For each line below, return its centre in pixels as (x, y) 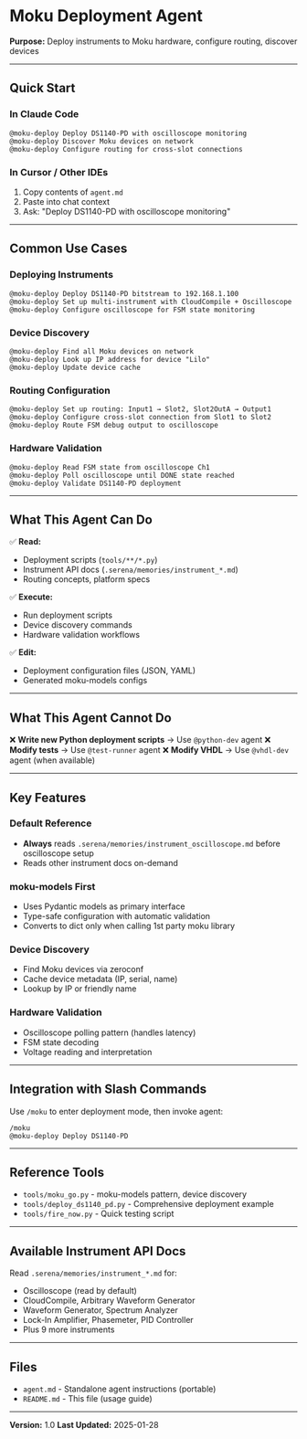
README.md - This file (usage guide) (87, 1398)
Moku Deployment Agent (106, 16)
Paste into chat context (66, 201)
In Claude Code (44, 114)
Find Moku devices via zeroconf (83, 969)
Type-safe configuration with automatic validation (116, 916)
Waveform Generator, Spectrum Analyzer (100, 1310)
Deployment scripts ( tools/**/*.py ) (90, 560)
